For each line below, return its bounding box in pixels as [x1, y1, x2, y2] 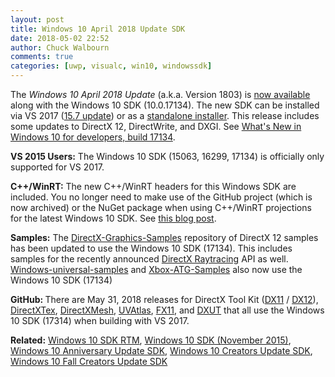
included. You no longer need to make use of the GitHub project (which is [10, 191, 313, 203]
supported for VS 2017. [10, 161, 105, 173]
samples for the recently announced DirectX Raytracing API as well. [10, 253, 289, 265]
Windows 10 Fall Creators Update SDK [10, 356, 168, 367]
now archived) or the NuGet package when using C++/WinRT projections [10, 202, 312, 213]
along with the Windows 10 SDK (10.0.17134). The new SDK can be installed [10, 99, 320, 111]
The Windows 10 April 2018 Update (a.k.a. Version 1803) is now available [10, 89, 311, 100]
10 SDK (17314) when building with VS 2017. [10, 315, 190, 326]
